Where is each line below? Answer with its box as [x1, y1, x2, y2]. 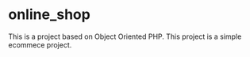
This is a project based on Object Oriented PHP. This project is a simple [8, 32, 242, 41]
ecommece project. [8, 40, 72, 49]
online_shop [8, 6, 91, 24]
